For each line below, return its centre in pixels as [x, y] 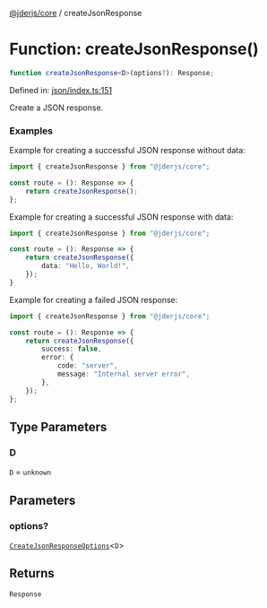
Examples [31, 131]
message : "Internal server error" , [124, 374]
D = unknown [30, 472]
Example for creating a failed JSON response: [94, 300]
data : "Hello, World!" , [86, 266]
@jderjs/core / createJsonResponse [76, 13]
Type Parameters [58, 427]
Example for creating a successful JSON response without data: [128, 151]
